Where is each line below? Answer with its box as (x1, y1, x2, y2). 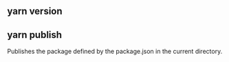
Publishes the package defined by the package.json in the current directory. (7, 48, 223, 56)
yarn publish (7, 29, 63, 41)
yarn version (7, 6, 63, 17)
